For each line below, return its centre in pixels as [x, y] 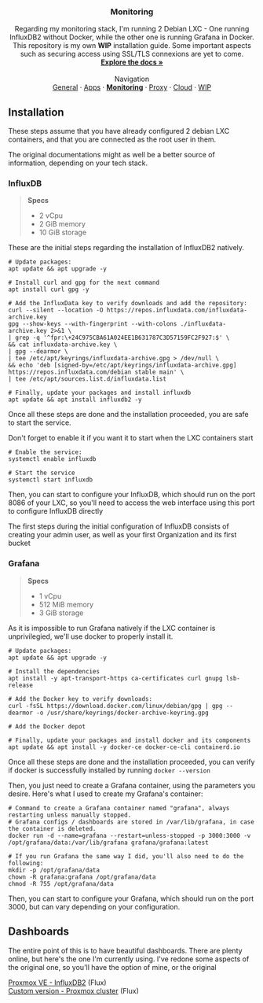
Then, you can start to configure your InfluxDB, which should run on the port [132, 495]
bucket [19, 543]
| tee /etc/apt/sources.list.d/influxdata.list [88, 379]
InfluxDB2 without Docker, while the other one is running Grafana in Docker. [132, 37]
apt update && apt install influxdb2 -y [75, 400]
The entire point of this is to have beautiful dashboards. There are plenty [125, 950]
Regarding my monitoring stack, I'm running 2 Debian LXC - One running [132, 29]
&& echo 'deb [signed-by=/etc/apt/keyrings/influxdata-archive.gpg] [122, 365]
